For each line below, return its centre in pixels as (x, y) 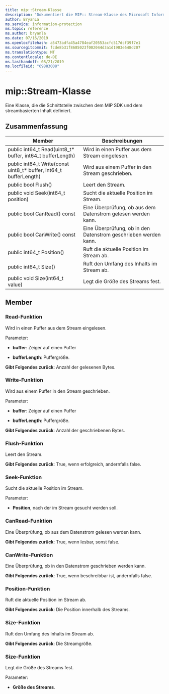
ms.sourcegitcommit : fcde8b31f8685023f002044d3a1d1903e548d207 (73, 48)
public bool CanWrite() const (42, 235)
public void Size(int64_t (36, 278)
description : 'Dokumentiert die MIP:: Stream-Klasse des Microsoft (77, 15)
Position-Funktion (28, 588)
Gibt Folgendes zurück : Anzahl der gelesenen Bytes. (60, 367)
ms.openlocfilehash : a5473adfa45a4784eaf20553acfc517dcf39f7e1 (73, 43)
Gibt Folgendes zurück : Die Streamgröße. (49, 643)
